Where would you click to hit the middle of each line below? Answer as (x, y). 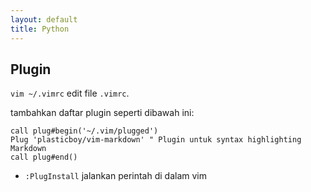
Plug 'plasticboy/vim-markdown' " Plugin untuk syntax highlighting (156, 140)
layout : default (44, 19)
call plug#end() (44, 157)
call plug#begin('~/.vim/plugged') (84, 131)
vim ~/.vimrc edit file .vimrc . (70, 93)
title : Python (40, 29)
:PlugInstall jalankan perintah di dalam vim (116, 176)
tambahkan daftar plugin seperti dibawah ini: (102, 113)
